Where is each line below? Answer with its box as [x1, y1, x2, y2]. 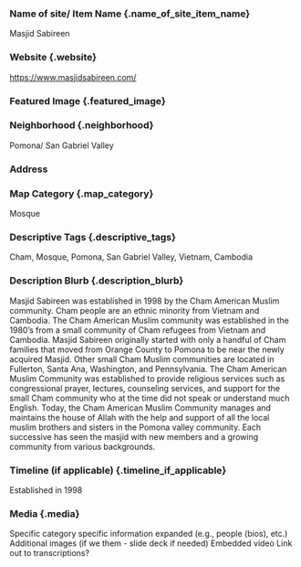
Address [9, 163, 48, 176]
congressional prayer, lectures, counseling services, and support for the [9, 382, 281, 393]
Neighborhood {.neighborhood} [9, 119, 154, 132]
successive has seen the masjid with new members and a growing [9, 431, 258, 442]
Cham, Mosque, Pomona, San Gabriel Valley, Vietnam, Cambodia [9, 251, 254, 262]
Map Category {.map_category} [9, 187, 154, 199]
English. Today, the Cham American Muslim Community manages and [9, 401, 272, 413]
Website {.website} [9, 51, 98, 64]
